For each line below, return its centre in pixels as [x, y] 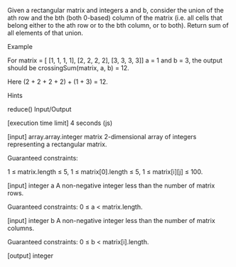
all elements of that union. [45, 33]
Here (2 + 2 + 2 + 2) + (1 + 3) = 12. [58, 82]
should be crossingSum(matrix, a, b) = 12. [68, 68]
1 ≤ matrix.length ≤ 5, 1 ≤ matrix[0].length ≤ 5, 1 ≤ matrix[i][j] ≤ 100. [105, 172]
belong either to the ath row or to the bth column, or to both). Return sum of [118, 25]
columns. [21, 228]
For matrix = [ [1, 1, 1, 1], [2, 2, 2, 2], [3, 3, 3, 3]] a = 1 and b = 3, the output [115, 60]
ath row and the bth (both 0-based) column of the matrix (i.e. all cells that [115, 18]
